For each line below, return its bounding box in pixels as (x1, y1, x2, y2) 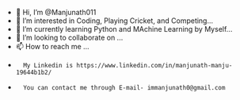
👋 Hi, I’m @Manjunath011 (15, 8, 97, 17)
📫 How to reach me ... (15, 42, 90, 51)
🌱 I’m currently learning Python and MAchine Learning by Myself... (15, 25, 233, 33)
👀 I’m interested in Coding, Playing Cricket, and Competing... (15, 16, 214, 25)
